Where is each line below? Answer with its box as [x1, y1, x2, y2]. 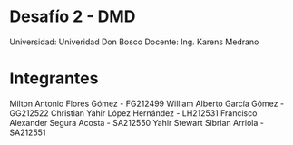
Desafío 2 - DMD [9, 6, 136, 27]
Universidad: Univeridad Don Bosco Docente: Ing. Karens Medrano [9, 36, 259, 47]
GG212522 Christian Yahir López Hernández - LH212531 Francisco [9, 107, 258, 119]
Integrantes [9, 68, 99, 89]
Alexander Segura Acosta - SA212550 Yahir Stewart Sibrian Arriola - [9, 117, 265, 128]
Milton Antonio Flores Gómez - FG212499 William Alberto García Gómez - [9, 98, 284, 109]
